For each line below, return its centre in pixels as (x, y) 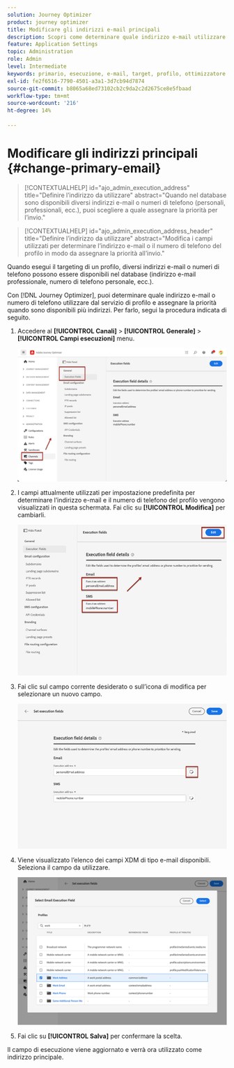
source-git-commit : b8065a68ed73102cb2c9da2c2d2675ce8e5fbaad (99, 88)
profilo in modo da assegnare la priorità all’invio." (94, 253)
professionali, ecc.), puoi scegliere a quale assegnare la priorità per (121, 210)
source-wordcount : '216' (43, 103)
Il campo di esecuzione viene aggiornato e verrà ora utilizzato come (104, 1049)
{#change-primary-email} (84, 168)
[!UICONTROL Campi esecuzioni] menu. (76, 338)
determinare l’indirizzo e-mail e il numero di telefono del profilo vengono (121, 500)
